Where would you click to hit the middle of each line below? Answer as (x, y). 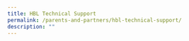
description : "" (31, 26)
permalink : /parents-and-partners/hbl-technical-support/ (94, 20)
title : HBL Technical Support (52, 14)
